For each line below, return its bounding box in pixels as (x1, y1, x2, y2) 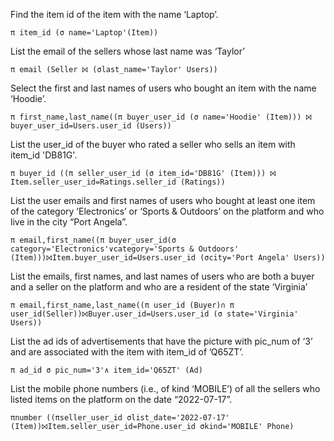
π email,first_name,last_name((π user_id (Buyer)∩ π (10, 300, 235, 310)
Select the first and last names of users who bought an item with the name (10, 82, 317, 94)
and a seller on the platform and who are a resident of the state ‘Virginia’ (10, 281, 308, 293)
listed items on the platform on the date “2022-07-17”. (10, 394, 233, 405)
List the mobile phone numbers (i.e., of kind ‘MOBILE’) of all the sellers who (10, 383, 321, 394)
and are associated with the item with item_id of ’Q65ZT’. (10, 346, 244, 358)
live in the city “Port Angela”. (10, 216, 128, 228)
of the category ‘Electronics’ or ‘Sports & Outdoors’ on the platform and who (10, 205, 325, 217)
